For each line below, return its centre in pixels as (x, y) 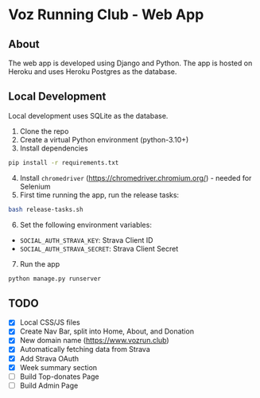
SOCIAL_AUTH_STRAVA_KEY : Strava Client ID (86, 240)
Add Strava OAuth (49, 358)
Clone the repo (44, 131)
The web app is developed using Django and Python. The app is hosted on (130, 63)
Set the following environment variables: (86, 224)
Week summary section (58, 367)
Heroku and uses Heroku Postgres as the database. (93, 72)
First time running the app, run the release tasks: (99, 195)
